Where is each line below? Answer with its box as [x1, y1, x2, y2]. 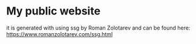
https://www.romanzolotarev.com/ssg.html [6, 30, 113, 37]
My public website [6, 4, 101, 18]
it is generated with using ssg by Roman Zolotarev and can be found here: [6, 24, 191, 31]
